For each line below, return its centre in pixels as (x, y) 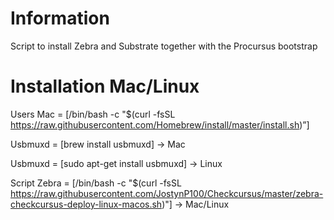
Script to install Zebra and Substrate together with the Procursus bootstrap (164, 46)
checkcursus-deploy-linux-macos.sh (86, 204)
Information (60, 18)
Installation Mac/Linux (105, 86)
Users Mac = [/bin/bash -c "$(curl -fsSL (93, 114)
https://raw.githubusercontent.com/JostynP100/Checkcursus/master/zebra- (167, 193)
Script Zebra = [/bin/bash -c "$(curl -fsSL (96, 183)
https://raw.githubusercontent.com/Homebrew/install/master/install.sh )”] (160, 124)
